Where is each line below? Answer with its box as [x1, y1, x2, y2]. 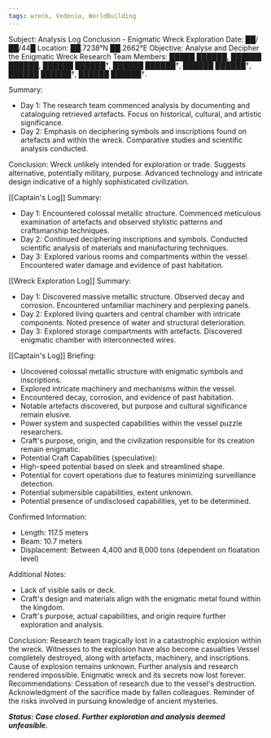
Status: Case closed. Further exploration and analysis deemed [8, 711, 225, 721]
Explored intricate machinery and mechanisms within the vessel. [20, 383, 237, 393]
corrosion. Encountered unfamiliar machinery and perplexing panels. [20, 300, 251, 310]
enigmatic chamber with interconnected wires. [20, 334, 177, 344]
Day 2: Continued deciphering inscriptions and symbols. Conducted [20, 234, 248, 244]
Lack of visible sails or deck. [20, 585, 116, 595]
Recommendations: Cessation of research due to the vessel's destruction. [8, 679, 257, 688]
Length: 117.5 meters [20, 527, 89, 537]
